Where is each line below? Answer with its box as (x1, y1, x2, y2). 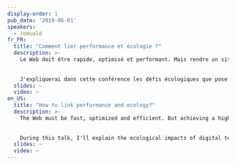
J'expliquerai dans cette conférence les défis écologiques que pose (20, 75, 228, 83)
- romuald (13, 29, 42, 37)
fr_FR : (7, 37, 27, 44)
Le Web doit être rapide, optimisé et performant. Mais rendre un (20, 56, 218, 63)
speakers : (7, 23, 37, 30)
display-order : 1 (7, 10, 58, 18)
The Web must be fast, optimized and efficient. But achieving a (20, 114, 216, 121)
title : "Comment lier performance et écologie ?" (13, 43, 162, 50)
